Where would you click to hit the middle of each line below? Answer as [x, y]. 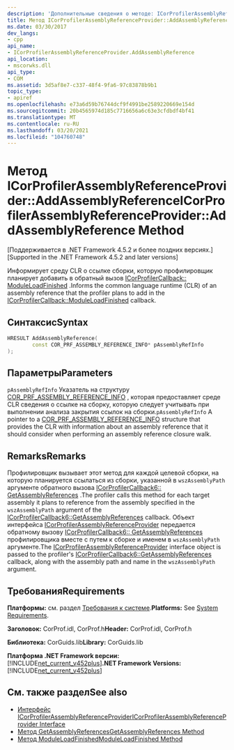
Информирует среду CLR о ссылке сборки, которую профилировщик [110, 271]
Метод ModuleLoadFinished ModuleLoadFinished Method [100, 739]
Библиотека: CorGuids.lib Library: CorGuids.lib [75, 643]
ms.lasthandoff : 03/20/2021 [48, 130]
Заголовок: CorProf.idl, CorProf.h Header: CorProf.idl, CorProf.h [100, 629]
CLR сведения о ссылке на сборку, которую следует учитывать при [108, 404]
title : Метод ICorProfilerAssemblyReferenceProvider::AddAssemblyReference [119, 20]
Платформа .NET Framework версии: [63, 656]
